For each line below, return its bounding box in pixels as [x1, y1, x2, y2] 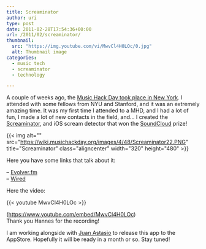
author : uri [6, 15, 37, 21]
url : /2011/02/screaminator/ [6, 32, 81, 38]
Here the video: [6, 187, 46, 194]
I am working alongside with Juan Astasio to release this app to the [6, 229, 176, 237]
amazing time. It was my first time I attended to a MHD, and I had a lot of [6, 107, 189, 114]
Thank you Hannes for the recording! [6, 217, 100, 224]
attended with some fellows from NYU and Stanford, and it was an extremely [6, 101, 200, 108]
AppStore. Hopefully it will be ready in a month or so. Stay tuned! [6, 236, 170, 243]
